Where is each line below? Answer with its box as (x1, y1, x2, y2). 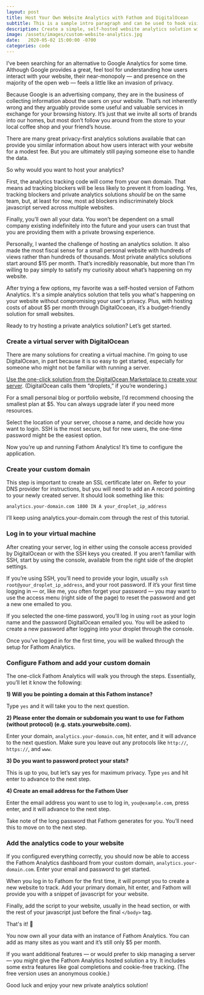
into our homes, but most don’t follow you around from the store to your (6, 116, 186, 124)
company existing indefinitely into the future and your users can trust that (6, 222, 190, 229)
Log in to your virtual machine (6, 529, 96, 538)
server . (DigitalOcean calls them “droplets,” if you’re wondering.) (6, 382, 168, 389)
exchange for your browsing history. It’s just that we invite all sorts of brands (6, 110, 197, 117)
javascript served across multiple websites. (6, 203, 115, 211)
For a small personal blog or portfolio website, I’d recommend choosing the (6, 394, 194, 402)
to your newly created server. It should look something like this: (6, 492, 165, 499)
